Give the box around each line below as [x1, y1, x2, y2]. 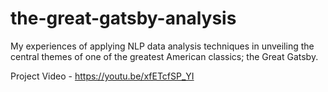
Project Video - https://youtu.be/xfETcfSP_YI [10, 70, 195, 82]
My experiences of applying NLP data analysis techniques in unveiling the [10, 40, 315, 52]
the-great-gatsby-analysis [10, 7, 237, 30]
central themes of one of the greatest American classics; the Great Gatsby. [10, 50, 319, 62]
